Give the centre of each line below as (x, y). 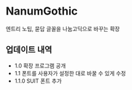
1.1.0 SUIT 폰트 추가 (38, 81)
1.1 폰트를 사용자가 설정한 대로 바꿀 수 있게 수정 (70, 73)
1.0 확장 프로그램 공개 (40, 66)
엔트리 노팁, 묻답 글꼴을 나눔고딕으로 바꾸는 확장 (63, 29)
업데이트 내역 (29, 50)
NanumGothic (42, 11)
